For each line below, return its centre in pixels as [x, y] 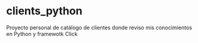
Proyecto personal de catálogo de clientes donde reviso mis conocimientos [99, 27]
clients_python [44, 11]
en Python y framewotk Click [42, 33]
